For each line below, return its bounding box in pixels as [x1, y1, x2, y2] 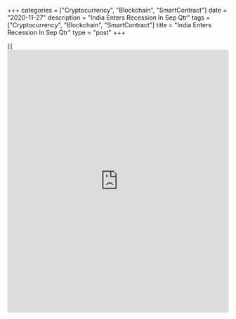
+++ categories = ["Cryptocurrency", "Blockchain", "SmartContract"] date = [7, 6, 228, 14]
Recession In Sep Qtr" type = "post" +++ [7, 28, 126, 36]
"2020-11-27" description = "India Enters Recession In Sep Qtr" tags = [7, 13, 211, 22]
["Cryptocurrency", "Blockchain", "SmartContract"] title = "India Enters [7, 21, 212, 29]
